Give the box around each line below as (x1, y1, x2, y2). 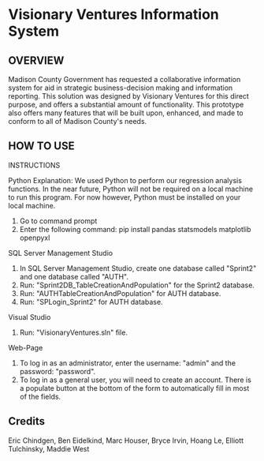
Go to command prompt (19, 216, 98, 226)
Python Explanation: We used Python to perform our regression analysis (8, 175, 243, 185)
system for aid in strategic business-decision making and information (8, 83, 233, 92)
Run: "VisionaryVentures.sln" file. (19, 328, 128, 337)
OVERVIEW (8, 54, 65, 67)
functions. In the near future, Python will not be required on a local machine (8, 184, 254, 193)
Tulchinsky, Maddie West (8, 444, 90, 453)
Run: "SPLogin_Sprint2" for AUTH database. (19, 297, 163, 306)
